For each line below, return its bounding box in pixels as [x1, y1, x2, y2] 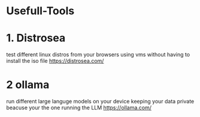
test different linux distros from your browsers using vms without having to [6, 51, 190, 58]
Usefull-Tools [6, 4, 75, 18]
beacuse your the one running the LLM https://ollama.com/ [6, 104, 151, 111]
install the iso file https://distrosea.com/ [6, 58, 104, 65]
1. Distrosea [6, 31, 66, 45]
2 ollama [6, 78, 50, 91]
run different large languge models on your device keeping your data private [6, 98, 195, 105]
